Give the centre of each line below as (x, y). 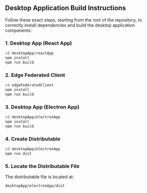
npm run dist (18, 153)
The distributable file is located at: (40, 177)
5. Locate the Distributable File (42, 166)
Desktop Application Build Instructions (66, 8)
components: (18, 30)
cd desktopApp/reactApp (29, 54)
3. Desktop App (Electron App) (42, 107)
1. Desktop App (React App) (39, 43)
